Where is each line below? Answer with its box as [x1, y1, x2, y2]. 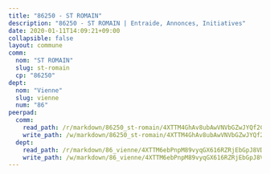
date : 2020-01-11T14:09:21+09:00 [8, 26, 121, 34]
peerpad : [8, 109, 38, 117]
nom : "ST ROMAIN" [15, 57, 74, 65]
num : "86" [15, 101, 48, 109]
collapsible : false [8, 34, 74, 42]
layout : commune [8, 42, 63, 50]
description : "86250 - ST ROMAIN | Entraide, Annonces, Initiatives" [8, 19, 247, 27]
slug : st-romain [15, 64, 70, 72]
